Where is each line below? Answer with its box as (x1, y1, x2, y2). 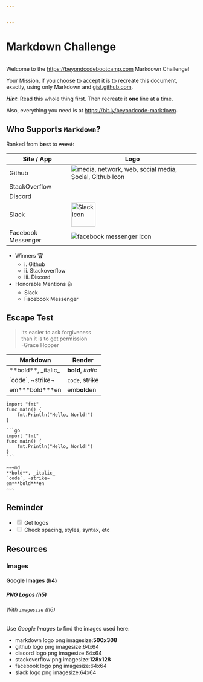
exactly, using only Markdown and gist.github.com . (6, 83, 134, 91)
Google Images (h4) (6, 577, 57, 584)
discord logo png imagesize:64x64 (14, 649, 103, 657)
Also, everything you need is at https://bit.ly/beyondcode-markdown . (6, 106, 178, 114)
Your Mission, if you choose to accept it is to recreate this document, (6, 77, 178, 84)
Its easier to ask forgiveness (21, 329, 92, 336)
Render (72, 356, 94, 365)
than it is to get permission (21, 335, 88, 342)
